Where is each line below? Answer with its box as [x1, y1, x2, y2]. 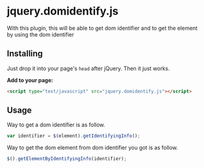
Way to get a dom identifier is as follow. [7, 121, 106, 128]
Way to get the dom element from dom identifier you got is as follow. [7, 144, 178, 152]
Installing [7, 49, 43, 59]
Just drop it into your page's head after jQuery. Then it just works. [7, 65, 170, 72]
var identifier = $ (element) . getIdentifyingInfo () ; [7, 133, 140, 139]
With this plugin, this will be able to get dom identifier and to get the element [7, 24, 198, 32]
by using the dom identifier [7, 30, 75, 38]
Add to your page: [7, 76, 53, 83]
